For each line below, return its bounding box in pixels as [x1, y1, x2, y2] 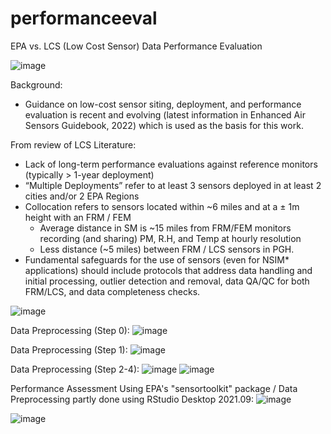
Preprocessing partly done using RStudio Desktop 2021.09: [10, 393, 255, 405]
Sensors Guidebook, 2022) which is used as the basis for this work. [24, 119, 304, 131]
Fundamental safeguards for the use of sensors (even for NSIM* [24, 253, 290, 266]
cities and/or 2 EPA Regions [24, 190, 140, 202]
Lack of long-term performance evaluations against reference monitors [24, 158, 318, 170]
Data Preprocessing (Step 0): [10, 324, 130, 336]
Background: [10, 78, 63, 91]
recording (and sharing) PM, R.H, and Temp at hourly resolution [39, 232, 302, 244]
